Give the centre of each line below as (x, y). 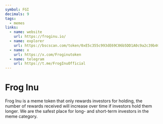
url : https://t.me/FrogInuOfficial (50, 63)
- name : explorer (27, 41)
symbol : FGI (17, 9)
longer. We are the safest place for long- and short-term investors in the (77, 111)
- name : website (26, 32)
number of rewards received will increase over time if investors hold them (79, 106)
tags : (10, 18)
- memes (17, 23)
